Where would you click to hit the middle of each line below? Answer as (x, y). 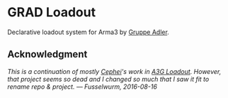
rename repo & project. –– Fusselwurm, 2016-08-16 (82, 87)
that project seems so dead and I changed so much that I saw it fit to (108, 79)
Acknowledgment (47, 54)
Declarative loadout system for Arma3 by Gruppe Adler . (89, 32)
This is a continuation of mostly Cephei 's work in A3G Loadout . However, (114, 71)
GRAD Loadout (52, 12)
